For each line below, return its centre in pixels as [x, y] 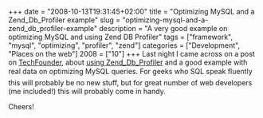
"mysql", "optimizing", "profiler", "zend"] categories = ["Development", [124, 45]
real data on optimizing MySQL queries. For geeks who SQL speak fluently [130, 71]
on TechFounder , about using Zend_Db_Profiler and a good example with [128, 62]
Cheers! [21, 106]
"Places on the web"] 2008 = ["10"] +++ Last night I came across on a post [131, 54]
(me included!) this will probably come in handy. [87, 91]
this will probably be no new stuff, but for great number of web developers [130, 83]
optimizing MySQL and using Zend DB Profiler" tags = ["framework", [121, 37]
